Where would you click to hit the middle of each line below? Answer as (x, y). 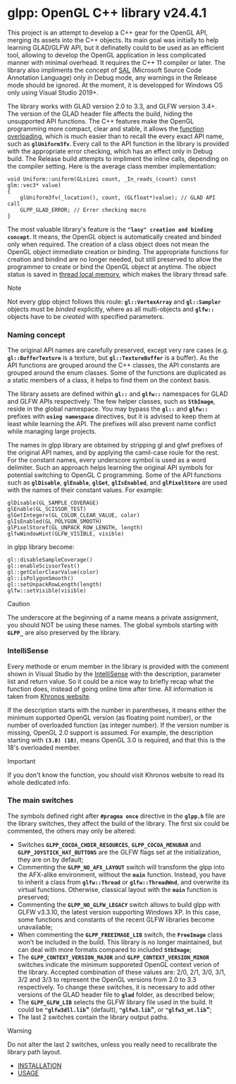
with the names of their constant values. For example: (85, 490)
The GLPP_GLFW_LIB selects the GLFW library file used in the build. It (115, 1002)
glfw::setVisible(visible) (47, 591)
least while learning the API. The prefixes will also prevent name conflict (112, 424)
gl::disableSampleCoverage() (50, 560)
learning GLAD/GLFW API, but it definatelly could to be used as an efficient (116, 47)
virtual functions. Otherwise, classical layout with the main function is (117, 889)
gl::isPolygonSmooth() (41, 579)
